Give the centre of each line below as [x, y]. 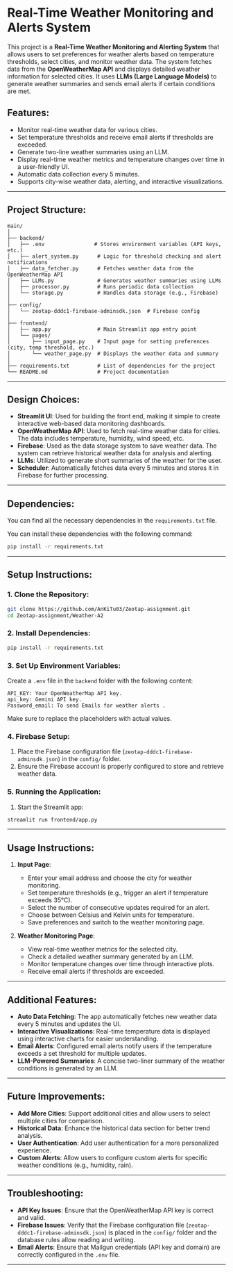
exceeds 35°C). [50, 900]
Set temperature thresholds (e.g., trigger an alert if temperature [118, 893]
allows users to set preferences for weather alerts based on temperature [111, 54]
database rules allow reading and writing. [76, 1239]
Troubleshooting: [45, 1193]
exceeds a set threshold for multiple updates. [82, 1054]
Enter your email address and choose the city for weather [110, 878]
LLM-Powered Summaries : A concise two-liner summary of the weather [121, 1061]
